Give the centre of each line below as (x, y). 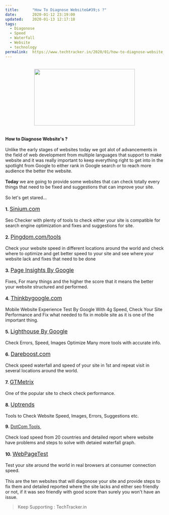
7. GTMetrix (20, 382)
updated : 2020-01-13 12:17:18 (40, 19)
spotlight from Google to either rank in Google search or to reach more (78, 165)
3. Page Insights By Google (40, 270)
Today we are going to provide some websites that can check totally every (82, 181)
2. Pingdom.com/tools (33, 237)
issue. (11, 497)
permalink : (17, 52)
